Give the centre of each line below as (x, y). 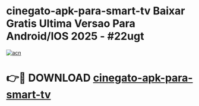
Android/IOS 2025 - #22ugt (75, 36)
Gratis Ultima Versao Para (71, 24)
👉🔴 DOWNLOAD (48, 78)
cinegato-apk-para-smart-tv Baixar (96, 11)
